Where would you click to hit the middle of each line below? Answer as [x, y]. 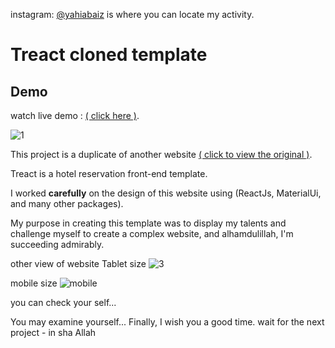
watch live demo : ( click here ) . [75, 115]
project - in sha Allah [53, 332]
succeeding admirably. [57, 244]
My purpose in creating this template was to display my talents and [148, 223]
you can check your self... [63, 302]
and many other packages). [67, 203]
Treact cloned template [109, 55]
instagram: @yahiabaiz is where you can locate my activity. [132, 14]
